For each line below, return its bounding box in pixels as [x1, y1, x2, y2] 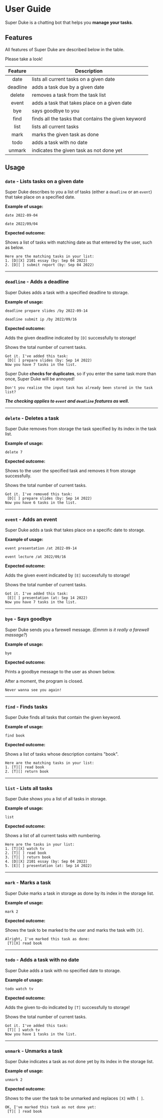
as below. [5, 245, 24, 251]
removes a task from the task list [32, 91, 106, 98]
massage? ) [5, 631, 28, 638]
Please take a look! [5, 56, 43, 62]
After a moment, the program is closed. [5, 678, 83, 684]
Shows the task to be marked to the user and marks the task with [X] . [5, 927, 144, 933]
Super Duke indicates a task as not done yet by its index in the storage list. [5, 1059, 154, 1064]
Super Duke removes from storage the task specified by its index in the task [5, 426, 157, 432]
